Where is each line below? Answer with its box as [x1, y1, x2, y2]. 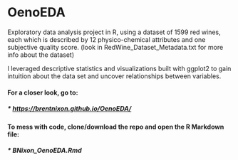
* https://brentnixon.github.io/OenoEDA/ [7, 105, 132, 113]
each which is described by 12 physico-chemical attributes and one [7, 35, 206, 43]
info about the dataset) [7, 50, 75, 59]
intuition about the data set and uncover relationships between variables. [7, 72, 222, 80]
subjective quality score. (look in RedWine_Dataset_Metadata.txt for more [7, 43, 224, 51]
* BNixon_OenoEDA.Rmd [7, 146, 82, 155]
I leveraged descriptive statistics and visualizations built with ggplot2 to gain [7, 64, 232, 73]
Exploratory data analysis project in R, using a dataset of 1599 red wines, [7, 28, 221, 36]
